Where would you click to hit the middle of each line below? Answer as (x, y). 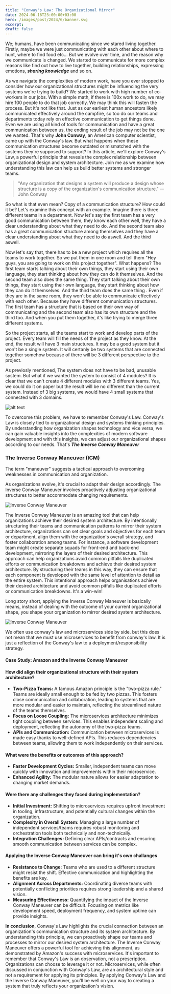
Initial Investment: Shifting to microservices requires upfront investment (89, 806)
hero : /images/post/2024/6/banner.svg (46, 19)
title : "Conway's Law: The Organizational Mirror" (60, 10)
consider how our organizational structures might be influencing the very (82, 86)
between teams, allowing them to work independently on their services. (88, 743)
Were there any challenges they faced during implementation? (73, 795)
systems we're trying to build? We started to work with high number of (79, 92)
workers (14, 97)
